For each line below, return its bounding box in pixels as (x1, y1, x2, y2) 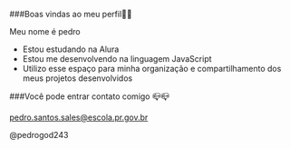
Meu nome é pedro (9, 26, 81, 36)
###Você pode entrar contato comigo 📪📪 (9, 91, 170, 102)
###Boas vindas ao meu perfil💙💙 (9, 9, 133, 19)
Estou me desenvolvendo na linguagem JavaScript (22, 54, 212, 64)
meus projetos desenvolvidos (22, 73, 133, 84)
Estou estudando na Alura (22, 44, 120, 55)
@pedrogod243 (9, 130, 69, 140)
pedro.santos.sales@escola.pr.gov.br (9, 112, 149, 123)
